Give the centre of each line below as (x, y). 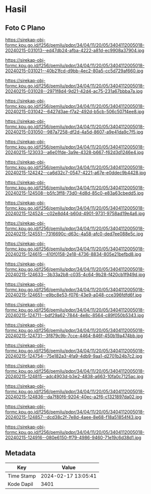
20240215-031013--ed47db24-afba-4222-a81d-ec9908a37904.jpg (75, 50)
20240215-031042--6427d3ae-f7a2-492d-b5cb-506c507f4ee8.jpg (75, 112)
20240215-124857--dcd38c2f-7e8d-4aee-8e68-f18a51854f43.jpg (73, 417)
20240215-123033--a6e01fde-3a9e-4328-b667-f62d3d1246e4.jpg (75, 152)
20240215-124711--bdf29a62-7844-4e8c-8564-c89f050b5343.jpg (75, 315)
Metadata (20, 453)
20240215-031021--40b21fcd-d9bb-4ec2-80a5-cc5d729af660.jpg (74, 71)
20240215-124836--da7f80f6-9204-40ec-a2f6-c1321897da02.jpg (74, 397)
